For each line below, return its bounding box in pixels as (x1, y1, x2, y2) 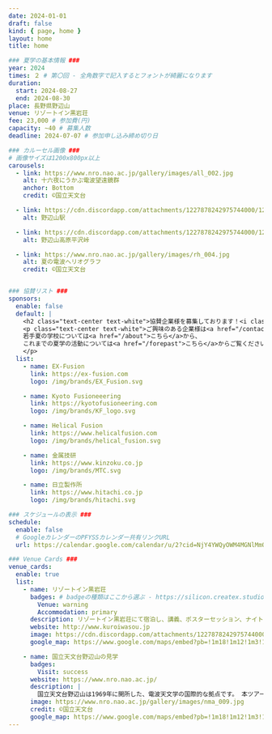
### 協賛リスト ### (8, 287, 68, 295)
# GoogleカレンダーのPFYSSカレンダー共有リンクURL (15, 533, 171, 541)
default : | (15, 309, 53, 318)
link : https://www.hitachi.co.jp (29, 489, 143, 497)
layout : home (8, 34, 53, 43)
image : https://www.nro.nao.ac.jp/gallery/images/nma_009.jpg (29, 698, 244, 706)
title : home (8, 42, 49, 50)
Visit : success (37, 668, 89, 676)
